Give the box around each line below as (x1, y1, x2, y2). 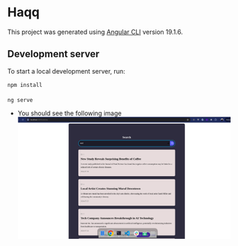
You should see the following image (17, 109, 122, 117)
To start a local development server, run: (7, 66, 125, 75)
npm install (7, 81, 42, 88)
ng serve (7, 96, 33, 103)
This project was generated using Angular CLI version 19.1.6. (7, 28, 183, 36)
